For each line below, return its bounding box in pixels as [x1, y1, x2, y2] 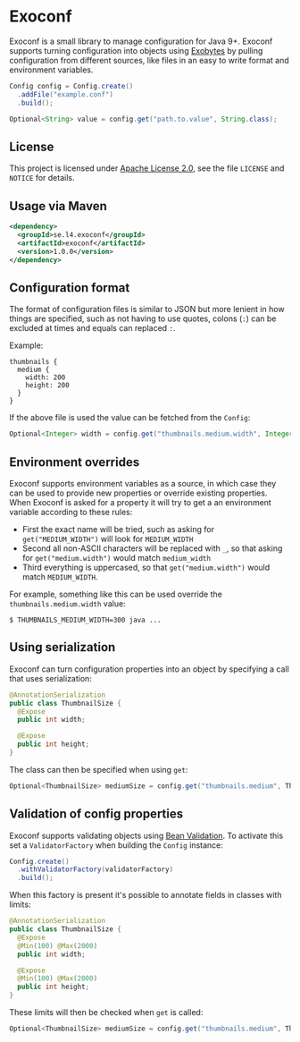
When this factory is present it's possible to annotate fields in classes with [9, 890, 282, 901]
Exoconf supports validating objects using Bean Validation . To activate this [9, 830, 284, 841]
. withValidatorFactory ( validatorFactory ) [17, 865, 174, 874]
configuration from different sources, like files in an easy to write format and [9, 55, 290, 65]
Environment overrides [9, 454, 140, 470]
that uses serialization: [9, 673, 92, 683]
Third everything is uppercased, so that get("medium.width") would [21, 562, 271, 572]
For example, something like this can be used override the [9, 589, 223, 599]
